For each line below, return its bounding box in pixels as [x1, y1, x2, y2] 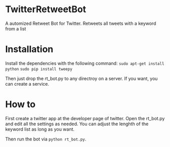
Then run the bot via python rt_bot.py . [5, 136, 87, 142]
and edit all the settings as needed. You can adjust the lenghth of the [5, 121, 149, 127]
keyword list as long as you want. [5, 126, 75, 132]
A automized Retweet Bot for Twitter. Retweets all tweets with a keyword [5, 20, 156, 26]
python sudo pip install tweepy [5, 66, 72, 71]
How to [5, 99, 36, 110]
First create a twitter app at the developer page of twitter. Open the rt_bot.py [5, 115, 165, 121]
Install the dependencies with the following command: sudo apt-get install [5, 60, 164, 66]
